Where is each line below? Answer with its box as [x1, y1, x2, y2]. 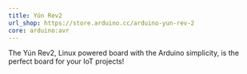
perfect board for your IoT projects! [8, 56, 125, 66]
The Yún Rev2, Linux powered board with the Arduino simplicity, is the [8, 49, 240, 58]
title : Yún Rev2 [8, 11, 62, 20]
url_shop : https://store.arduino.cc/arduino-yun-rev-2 [8, 19, 195, 27]
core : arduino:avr [8, 26, 70, 34]
